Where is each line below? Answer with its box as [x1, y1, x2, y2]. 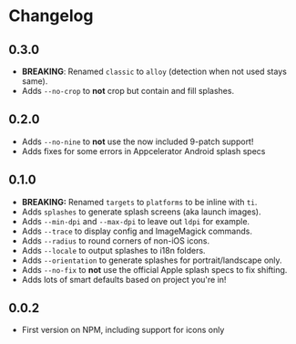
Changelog [8, 5, 94, 26]
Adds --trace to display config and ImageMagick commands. [21, 225, 252, 236]
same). [21, 76, 48, 87]
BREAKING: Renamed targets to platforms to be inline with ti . [21, 196, 258, 207]
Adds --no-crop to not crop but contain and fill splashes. [21, 86, 234, 96]
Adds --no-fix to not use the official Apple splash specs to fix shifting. [21, 264, 288, 275]
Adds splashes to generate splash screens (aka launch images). [21, 206, 261, 217]
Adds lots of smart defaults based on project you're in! [21, 274, 227, 285]
